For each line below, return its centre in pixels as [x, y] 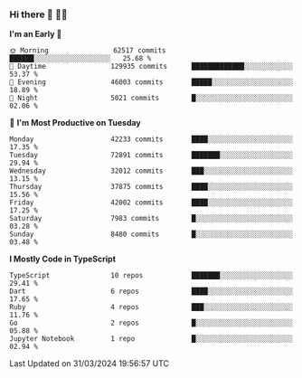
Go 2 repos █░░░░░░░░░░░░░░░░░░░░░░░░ [151, 323]
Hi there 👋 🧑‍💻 [38, 14]
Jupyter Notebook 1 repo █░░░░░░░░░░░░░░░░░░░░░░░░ [151, 339]
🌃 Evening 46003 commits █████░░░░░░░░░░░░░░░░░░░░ [151, 82]
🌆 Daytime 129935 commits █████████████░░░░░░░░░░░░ [151, 67]
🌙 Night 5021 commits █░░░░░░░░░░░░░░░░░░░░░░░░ [151, 99]
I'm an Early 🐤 [36, 34]
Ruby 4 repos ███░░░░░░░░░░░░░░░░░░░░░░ [151, 307]
